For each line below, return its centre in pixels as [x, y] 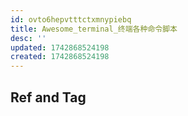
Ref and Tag [48, 97]
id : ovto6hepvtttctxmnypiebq [71, 19]
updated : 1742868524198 [60, 47]
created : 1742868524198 [60, 57]
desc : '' [28, 38]
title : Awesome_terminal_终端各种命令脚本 [94, 29]
